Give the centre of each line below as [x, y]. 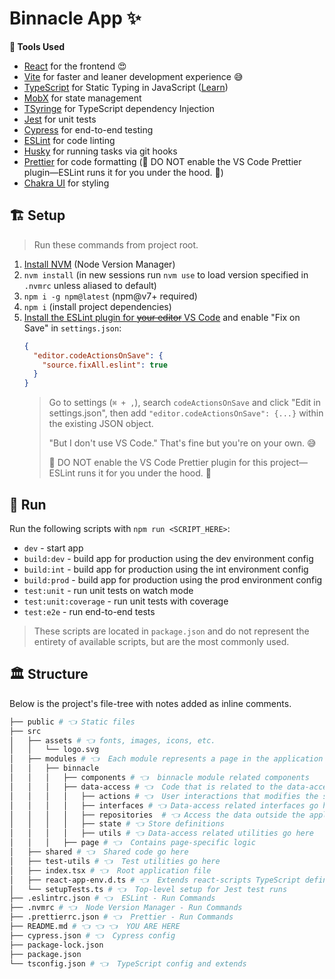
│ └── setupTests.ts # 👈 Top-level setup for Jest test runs [148, 889]
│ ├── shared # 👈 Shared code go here [99, 852]
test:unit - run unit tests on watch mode [108, 590]
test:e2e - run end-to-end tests [89, 611]
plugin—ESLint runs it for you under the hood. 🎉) [123, 172]
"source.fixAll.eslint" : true [105, 365]
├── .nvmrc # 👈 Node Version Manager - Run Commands [126, 908]
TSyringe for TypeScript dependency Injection [119, 108]
